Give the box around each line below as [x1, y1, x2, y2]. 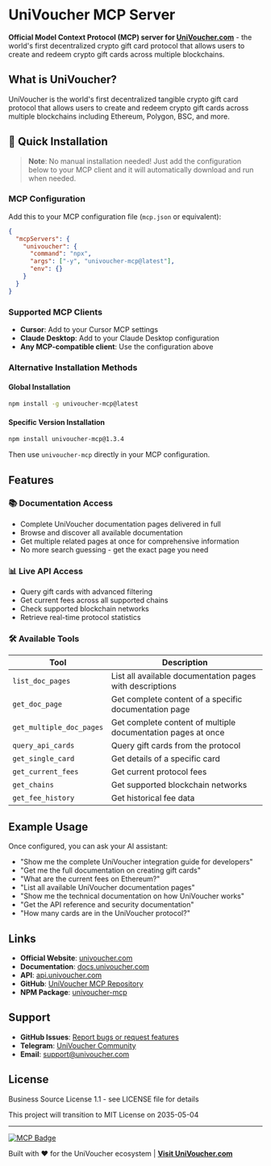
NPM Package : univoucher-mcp [19, 988, 127, 997]
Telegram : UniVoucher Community [19, 1040, 136, 1050]
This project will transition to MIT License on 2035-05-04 [8, 1110, 199, 1119]
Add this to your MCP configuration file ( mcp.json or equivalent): [8, 211, 222, 221]
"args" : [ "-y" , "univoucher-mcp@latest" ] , [29, 257, 175, 265]
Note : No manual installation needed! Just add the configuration [27, 156, 242, 166]
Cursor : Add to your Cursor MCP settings [19, 325, 159, 335]
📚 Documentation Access [8, 498, 113, 509]
